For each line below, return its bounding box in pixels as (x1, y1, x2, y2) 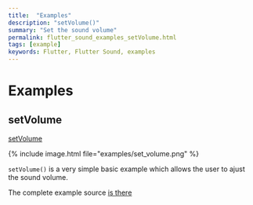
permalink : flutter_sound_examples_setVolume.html (8, 33, 177, 42)
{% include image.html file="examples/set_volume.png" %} (8, 149, 200, 158)
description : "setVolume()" (8, 19, 100, 27)
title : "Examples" (8, 11, 72, 20)
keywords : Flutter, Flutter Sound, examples (8, 48, 156, 56)
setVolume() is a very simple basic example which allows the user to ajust (8, 164, 245, 174)
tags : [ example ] (8, 41, 61, 49)
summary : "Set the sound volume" (8, 26, 117, 34)
